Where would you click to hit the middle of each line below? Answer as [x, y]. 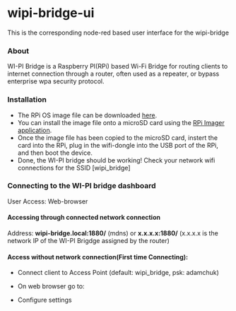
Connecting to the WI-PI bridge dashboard [82, 186]
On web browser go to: [51, 286]
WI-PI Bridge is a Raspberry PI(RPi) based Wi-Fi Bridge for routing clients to [118, 66]
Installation [27, 100]
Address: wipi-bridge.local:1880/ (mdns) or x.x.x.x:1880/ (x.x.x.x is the [113, 233]
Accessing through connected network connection [84, 218]
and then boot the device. [55, 153]
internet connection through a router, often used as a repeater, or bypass [113, 74]
